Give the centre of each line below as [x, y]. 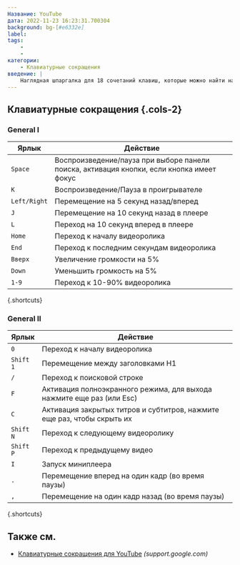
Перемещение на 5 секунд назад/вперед [126, 201]
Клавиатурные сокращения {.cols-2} [95, 109]
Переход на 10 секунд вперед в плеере [124, 224]
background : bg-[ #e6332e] [46, 27]
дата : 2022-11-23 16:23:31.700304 [59, 21]
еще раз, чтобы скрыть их [87, 419]
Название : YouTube [35, 14]
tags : [15, 41]
